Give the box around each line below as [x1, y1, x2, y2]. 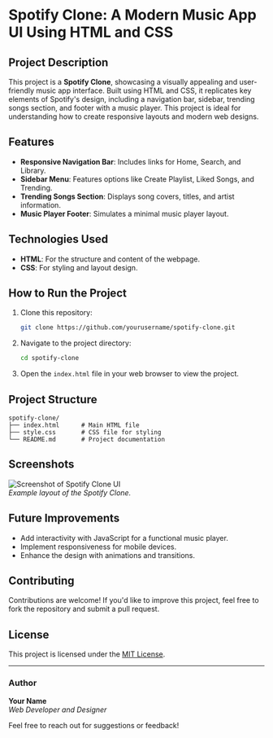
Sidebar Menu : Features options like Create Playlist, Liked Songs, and [19, 174, 254, 184]
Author [8, 678, 37, 689]
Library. [19, 165, 46, 175]
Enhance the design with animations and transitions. [19, 550, 195, 560]
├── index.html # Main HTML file [8, 421, 140, 429]
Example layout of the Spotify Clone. [8, 487, 132, 498]
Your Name [8, 696, 47, 705]
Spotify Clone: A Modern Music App [8, 6, 258, 24]
